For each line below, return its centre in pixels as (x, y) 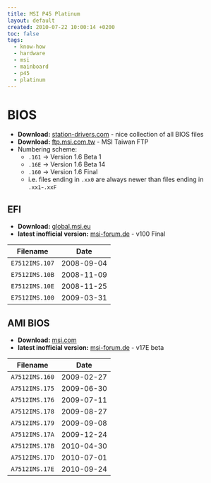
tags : (15, 40)
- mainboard (31, 67)
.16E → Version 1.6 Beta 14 (67, 164)
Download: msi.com (47, 340)
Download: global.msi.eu (54, 227)
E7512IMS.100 (33, 298)
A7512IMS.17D (33, 457)
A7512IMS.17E (33, 469)
